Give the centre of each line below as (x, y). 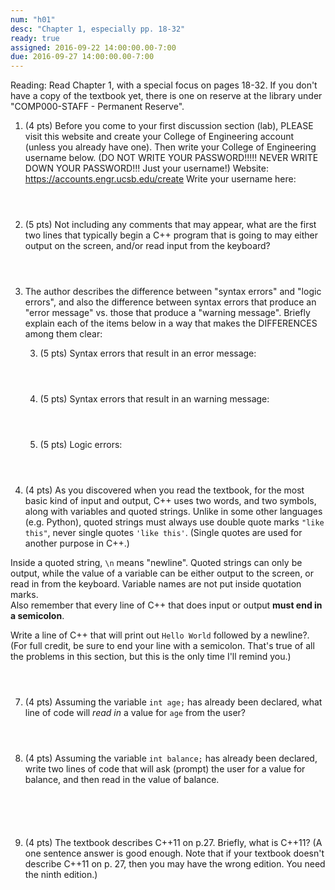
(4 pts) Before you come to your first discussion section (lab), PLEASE (169, 126)
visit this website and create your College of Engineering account (159, 137)
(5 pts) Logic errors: (81, 445)
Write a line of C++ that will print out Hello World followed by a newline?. (160, 635)
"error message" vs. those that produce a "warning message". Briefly (167, 313)
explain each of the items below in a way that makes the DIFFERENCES (171, 323)
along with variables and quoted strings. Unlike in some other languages (173, 512)
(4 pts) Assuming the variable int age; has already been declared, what (173, 702)
